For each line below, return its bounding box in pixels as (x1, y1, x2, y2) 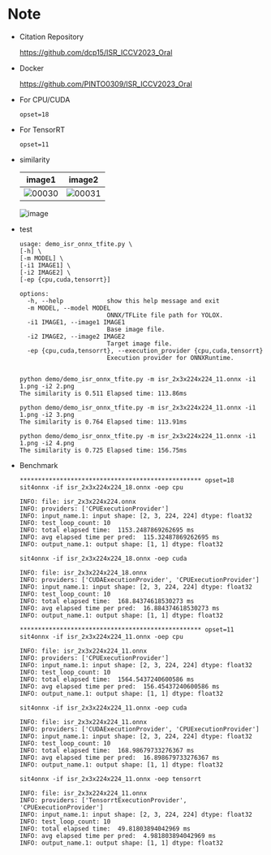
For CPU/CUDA (19, 94, 71, 104)
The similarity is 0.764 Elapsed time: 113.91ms (19, 418, 187, 426)
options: (19, 289, 49, 297)
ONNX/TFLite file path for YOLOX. (106, 310, 224, 319)
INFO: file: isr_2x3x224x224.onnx (19, 497, 136, 506)
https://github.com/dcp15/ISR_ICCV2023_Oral (19, 47, 173, 57)
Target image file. (106, 339, 173, 348)
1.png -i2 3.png (19, 410, 75, 419)
